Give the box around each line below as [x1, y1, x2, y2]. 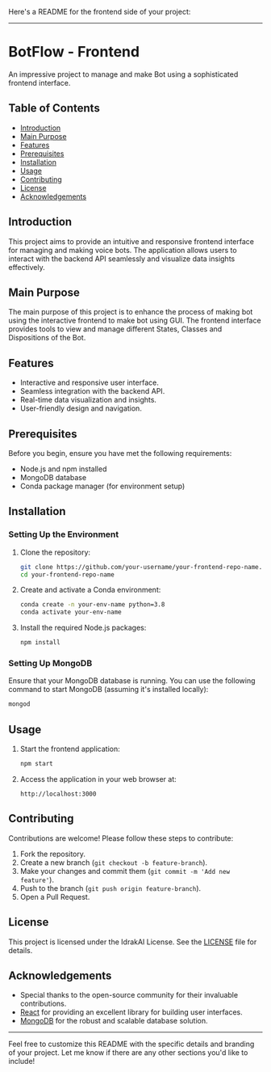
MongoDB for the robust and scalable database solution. [19, 1016, 208, 1026]
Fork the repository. [19, 849, 86, 859]
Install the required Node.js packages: [19, 623, 147, 633]
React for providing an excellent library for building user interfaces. [19, 1007, 244, 1017]
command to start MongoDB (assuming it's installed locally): [8, 685, 209, 694]
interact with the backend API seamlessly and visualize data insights [8, 254, 236, 264]
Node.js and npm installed [19, 464, 107, 474]
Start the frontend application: [19, 744, 120, 754]
